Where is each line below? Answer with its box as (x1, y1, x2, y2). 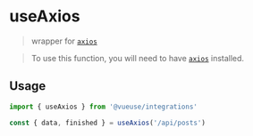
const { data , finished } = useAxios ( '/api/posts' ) (9, 118, 206, 127)
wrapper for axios (30, 36, 98, 46)
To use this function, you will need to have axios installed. (30, 52, 244, 63)
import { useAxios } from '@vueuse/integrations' (9, 102, 198, 111)
